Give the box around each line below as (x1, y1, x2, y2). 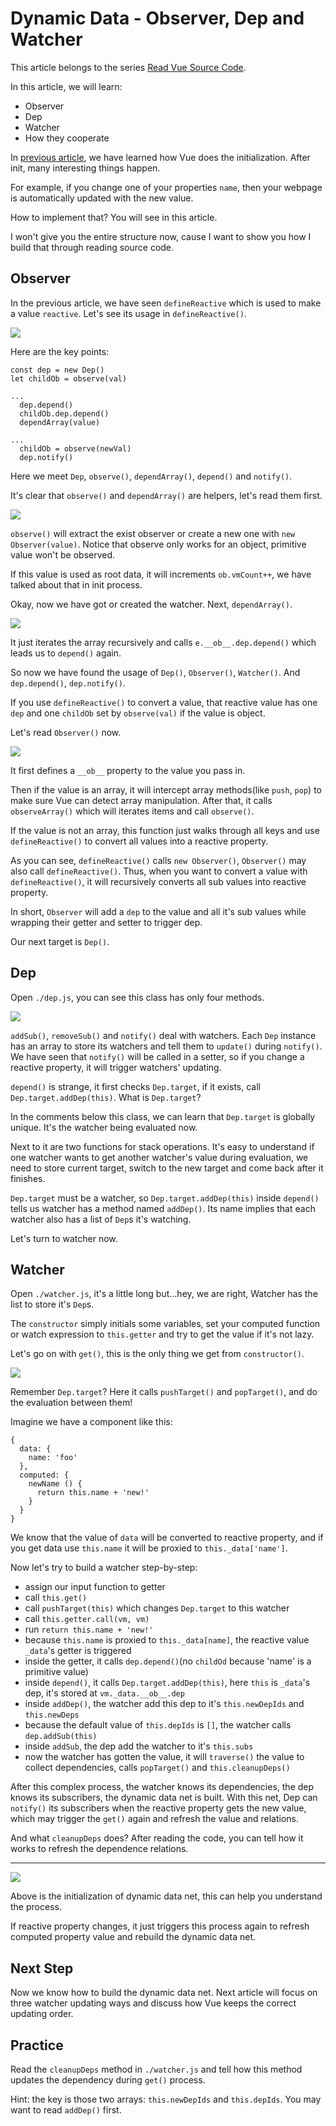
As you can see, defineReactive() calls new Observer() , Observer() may (10, 854, 307, 866)
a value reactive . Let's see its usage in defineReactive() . (10, 307, 247, 319)
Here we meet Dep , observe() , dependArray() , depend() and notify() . (10, 470, 293, 482)
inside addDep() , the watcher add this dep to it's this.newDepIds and (24, 1698, 305, 1710)
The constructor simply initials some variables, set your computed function (10, 1318, 321, 1330)
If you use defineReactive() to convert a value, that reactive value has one (10, 696, 318, 708)
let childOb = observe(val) (10, 373, 128, 384)
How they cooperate (24, 132, 110, 144)
